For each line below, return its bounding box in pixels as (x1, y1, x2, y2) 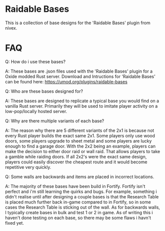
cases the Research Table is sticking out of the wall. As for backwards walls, (5, 204, 160, 210)
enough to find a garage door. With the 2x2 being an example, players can (5, 143, 156, 149)
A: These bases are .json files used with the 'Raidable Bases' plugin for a (5, 68, 153, 74)
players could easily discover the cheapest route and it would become (5, 159, 148, 165)
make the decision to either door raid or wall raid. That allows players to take (5, 148, 160, 154)
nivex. (5, 25, 17, 31)
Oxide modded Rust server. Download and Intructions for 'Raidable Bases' (5, 73, 156, 79)
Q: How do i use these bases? (5, 58, 66, 65)
